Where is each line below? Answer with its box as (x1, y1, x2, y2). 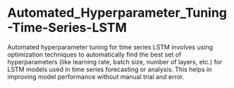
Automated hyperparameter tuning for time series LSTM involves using (7, 43, 214, 51)
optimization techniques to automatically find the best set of (7, 50, 182, 59)
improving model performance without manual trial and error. (7, 72, 185, 81)
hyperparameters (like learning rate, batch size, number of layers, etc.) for (7, 57, 223, 66)
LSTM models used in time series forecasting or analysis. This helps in (7, 65, 212, 73)
